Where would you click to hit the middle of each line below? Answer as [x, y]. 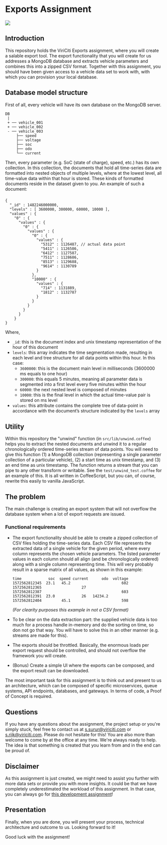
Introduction [25, 38]
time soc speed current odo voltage [70, 579]
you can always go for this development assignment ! [59, 794]
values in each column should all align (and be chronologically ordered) [85, 559]
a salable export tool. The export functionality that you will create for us [78, 55]
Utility [15, 426]
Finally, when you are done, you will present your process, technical [75, 822]
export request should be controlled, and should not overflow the [79, 650]
